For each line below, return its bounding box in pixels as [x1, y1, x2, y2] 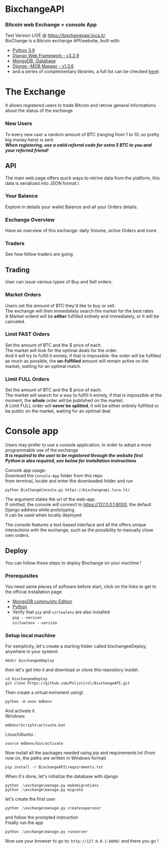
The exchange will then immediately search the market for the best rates [5, 308, 154, 314]
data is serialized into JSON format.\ [5, 180, 80, 186]
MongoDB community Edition [12, 598, 73, 604]
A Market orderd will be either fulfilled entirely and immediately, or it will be [5, 313, 160, 319]
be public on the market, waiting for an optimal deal [5, 408, 111, 414]
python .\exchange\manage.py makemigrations [5, 783, 99, 788]
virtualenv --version [12, 620, 57, 626]
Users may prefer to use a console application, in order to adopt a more [5, 442, 152, 448]
